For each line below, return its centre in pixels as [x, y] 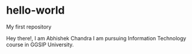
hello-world [36, 10]
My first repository [29, 27]
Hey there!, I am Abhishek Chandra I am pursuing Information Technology [96, 38]
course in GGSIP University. [40, 45]
